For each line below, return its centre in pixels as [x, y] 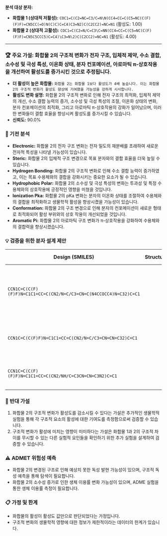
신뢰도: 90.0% [27, 120]
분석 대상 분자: [19, 7]
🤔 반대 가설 [17, 401]
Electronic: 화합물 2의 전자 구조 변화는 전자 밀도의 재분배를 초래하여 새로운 [85, 146]
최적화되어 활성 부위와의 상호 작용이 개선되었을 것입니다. [72, 214]
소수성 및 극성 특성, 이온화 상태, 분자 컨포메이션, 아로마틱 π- [72, 64]
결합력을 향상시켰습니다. [41, 226]
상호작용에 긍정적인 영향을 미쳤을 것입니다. [71, 189]
